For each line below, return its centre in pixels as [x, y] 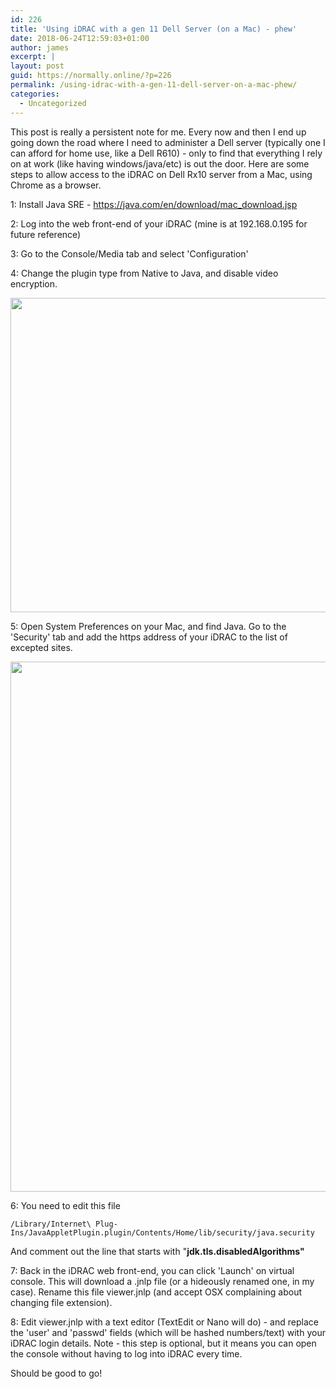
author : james [40, 47]
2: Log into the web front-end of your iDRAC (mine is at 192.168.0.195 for [159, 223]
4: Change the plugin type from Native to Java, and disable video [144, 273]
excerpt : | [33, 57]
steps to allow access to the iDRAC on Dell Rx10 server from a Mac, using [161, 174]
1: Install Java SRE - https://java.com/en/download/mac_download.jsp [154, 204]
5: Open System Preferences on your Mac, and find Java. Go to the [148, 626]
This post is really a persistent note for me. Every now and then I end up [158, 132]
